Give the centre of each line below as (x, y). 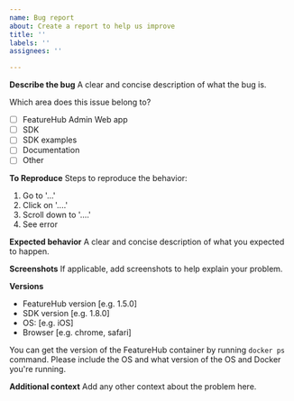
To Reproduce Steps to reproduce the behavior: (98, 178)
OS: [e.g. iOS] (48, 323)
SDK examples (50, 140)
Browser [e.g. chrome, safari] (77, 333)
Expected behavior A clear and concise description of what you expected (147, 242)
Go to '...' (39, 196)
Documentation (51, 150)
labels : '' (30, 43)
